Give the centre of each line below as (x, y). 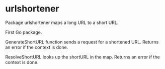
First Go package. (24, 32)
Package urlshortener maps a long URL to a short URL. (62, 22)
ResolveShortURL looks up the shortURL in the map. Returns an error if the (82, 57)
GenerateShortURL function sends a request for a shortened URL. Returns (82, 42)
